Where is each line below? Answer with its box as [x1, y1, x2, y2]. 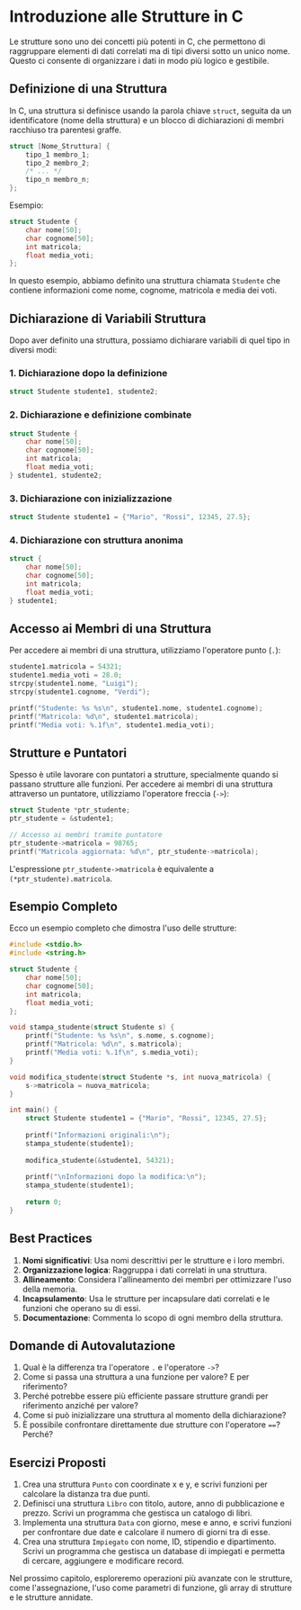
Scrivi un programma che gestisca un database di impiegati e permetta [22, 1546, 286, 1557]
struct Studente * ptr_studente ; [9, 805, 130, 815]
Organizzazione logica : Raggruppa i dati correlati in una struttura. [22, 1264, 268, 1275]
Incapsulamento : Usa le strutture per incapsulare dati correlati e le [22, 1293, 270, 1304]
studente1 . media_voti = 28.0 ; [9, 670, 123, 680]
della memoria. [22, 1283, 78, 1294]
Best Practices [9, 1231, 93, 1246]
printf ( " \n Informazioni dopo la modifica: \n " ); [25, 1173, 207, 1182]
